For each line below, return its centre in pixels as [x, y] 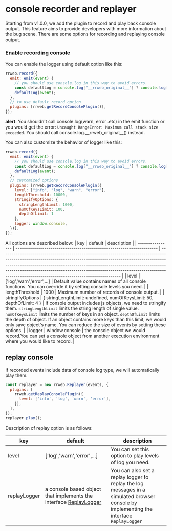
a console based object [73, 489]
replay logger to [130, 477]
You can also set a [133, 470]
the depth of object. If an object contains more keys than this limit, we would [86, 319]
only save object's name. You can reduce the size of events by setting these [86, 325]
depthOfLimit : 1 [36, 214]
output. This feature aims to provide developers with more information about [86, 28]
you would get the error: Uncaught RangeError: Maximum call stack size [82, 127]
